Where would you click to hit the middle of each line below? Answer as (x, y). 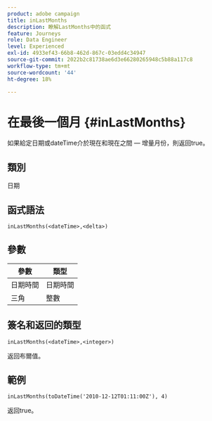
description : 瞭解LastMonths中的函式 (59, 27)
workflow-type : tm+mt (39, 66)
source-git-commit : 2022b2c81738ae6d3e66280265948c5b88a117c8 (100, 60)
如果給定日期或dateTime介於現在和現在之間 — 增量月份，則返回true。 (108, 143)
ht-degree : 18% (29, 79)
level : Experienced (36, 46)
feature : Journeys (34, 33)
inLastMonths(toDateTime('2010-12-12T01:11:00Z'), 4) (88, 397)
